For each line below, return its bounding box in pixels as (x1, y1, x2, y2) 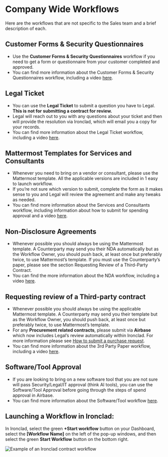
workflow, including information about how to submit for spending (12, 207, 148, 214)
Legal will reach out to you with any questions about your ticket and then (12, 113, 162, 119)
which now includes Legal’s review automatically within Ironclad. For (12, 333, 153, 338)
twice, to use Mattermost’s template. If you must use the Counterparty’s (12, 257, 160, 263)
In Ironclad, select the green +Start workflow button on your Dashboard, (5, 425, 155, 431)
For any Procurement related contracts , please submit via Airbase (12, 327, 151, 333)
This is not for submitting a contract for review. (12, 108, 112, 114)
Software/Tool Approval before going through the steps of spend (12, 387, 146, 393)
